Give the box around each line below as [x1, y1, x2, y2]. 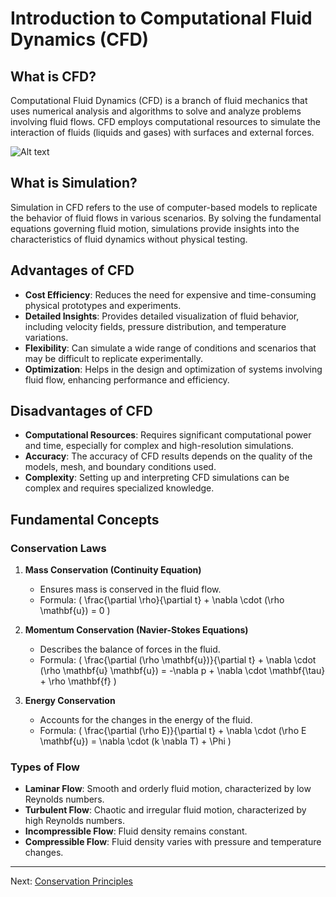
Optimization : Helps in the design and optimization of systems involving [24, 363, 323, 375]
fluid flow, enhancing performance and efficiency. [24, 373, 230, 386]
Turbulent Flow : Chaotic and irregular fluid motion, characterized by [24, 804, 307, 816]
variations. [24, 331, 69, 343]
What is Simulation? [10, 175, 138, 192]
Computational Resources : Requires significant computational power [24, 429, 312, 441]
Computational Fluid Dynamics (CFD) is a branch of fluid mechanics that [10, 95, 308, 106]
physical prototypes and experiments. [24, 299, 182, 311]
